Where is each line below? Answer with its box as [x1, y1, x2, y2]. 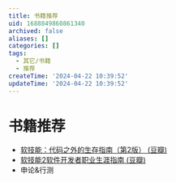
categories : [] [8, 42, 60, 50]
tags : [8, 49, 27, 57]
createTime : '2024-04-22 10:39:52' [8, 72, 129, 80]
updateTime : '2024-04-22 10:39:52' [8, 79, 129, 87]
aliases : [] [8, 34, 49, 43]
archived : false [8, 27, 63, 35]
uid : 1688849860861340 [8, 19, 85, 28]
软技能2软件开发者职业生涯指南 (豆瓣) [19, 155, 146, 165]
